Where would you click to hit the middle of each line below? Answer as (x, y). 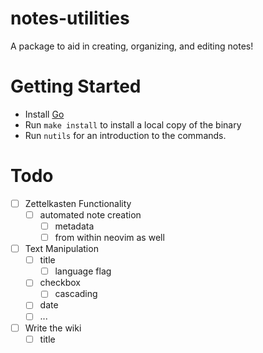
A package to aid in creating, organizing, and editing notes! (132, 46)
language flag (83, 271)
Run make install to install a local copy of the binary (133, 124)
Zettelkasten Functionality (78, 203)
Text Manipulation (61, 249)
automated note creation (90, 214)
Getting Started (76, 86)
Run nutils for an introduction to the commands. (125, 135)
